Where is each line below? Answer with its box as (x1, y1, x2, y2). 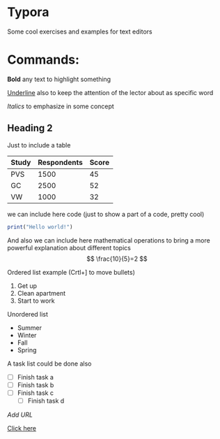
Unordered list (7, 310, 49, 318)
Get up (17, 281, 37, 290)
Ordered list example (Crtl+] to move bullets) (7, 268, 136, 276)
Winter (17, 331, 37, 339)
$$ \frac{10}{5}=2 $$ (86, 254, 148, 263)
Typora (7, 4, 49, 20)
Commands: (7, 52, 80, 68)
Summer (17, 323, 42, 332)
